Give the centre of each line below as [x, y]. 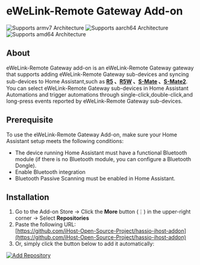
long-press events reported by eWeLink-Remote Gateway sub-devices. [94, 101]
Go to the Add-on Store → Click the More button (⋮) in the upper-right [103, 212]
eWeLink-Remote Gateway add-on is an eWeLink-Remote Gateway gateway [100, 68]
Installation [28, 197]
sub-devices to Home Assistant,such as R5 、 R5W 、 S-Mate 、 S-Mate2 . [97, 81]
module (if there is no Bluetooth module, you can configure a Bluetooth [103, 159]
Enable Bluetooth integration [50, 172]
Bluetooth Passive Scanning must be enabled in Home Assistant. [95, 178]
